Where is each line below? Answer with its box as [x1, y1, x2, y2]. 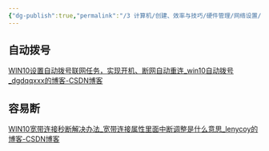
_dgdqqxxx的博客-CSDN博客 [8, 76, 103, 85]
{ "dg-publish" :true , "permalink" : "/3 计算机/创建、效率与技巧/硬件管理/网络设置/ [8, 11, 262, 20]
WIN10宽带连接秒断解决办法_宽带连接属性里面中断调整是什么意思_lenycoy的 [8, 125, 259, 134]
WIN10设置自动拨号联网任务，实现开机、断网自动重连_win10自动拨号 [8, 66, 235, 76]
